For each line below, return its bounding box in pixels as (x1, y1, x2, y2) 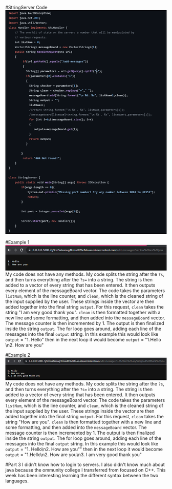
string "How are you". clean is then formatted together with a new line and (5, 419, 162, 425)
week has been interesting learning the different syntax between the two (5, 472, 159, 478)
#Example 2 (5, 352, 31, 358)
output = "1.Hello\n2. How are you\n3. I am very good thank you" (5, 451, 142, 458)
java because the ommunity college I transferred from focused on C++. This (5, 466, 166, 473)
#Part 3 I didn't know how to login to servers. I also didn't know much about (5, 461, 165, 467)
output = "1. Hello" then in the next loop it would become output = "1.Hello (5, 336, 161, 342)
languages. (5, 478, 29, 484)
